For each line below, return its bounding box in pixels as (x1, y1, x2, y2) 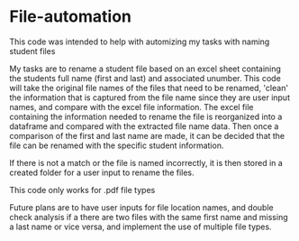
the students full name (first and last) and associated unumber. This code (9, 72, 281, 83)
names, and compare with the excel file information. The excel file (9, 101, 254, 112)
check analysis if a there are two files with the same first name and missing (9, 211, 288, 222)
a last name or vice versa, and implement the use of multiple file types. (9, 221, 272, 232)
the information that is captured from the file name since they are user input (9, 92, 291, 103)
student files (9, 45, 56, 56)
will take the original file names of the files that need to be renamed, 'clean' (9, 82, 289, 93)
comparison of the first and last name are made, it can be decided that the (9, 130, 285, 141)
